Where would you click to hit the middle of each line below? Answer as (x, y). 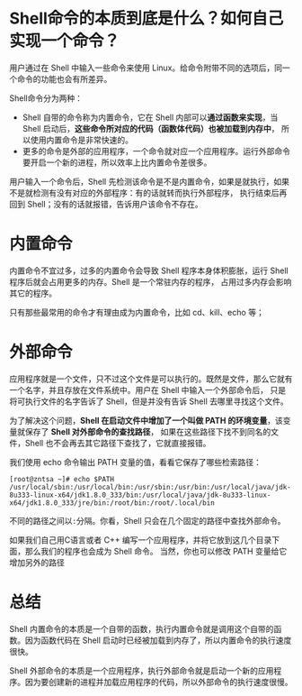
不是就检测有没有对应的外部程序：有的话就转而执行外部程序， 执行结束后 (144, 192)
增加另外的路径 (37, 562)
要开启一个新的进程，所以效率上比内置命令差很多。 (117, 162)
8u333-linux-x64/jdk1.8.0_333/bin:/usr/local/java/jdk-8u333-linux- (140, 495)
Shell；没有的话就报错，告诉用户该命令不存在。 (115, 204)
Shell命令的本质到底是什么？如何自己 (147, 18)
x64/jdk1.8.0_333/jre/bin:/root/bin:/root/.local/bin (112, 503)
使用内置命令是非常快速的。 (81, 140)
